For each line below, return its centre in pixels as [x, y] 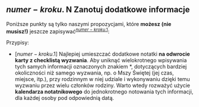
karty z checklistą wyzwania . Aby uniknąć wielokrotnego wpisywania [101, 60]
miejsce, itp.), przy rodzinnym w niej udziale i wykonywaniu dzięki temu [102, 79]
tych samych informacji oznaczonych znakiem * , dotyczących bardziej [101, 67]
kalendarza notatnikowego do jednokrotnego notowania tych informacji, [104, 92]
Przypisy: [18, 43]
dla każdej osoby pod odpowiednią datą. [64, 98]
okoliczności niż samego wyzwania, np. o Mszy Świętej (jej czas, [94, 73]
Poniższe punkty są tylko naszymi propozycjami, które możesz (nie [89, 24]
